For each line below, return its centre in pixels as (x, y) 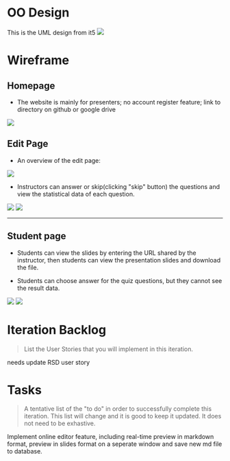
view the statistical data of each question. (76, 194)
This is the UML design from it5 (51, 32)
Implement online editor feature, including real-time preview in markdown (111, 437)
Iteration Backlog (57, 329)
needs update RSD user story (49, 362)
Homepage (31, 86)
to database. (25, 451)
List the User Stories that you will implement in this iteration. (108, 349)
